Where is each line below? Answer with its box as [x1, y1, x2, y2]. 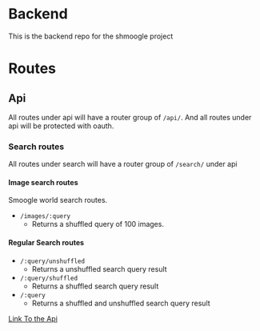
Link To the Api [8, 313, 58, 323]
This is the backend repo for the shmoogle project [8, 31, 174, 41]
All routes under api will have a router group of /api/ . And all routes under [8, 112, 252, 122]
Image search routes [8, 177, 78, 187]
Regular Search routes [8, 238, 85, 248]
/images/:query [19, 212, 71, 220]
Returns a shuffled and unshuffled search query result [31, 298, 210, 308]
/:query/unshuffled [19, 257, 86, 265]
